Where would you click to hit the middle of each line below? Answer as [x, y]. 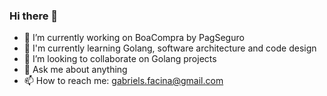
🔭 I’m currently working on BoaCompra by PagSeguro [134, 38]
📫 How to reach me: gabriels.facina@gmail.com [123, 81]
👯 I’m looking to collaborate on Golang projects [120, 59]
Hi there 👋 [34, 16]
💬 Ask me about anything [75, 70]
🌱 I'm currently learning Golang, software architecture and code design [170, 48]
